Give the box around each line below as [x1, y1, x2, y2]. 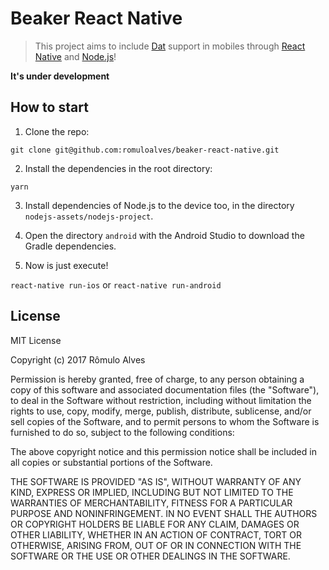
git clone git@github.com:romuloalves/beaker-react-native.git [10, 145, 280, 155]
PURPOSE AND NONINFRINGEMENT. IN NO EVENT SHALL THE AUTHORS [10, 507, 318, 519]
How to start [10, 99, 89, 116]
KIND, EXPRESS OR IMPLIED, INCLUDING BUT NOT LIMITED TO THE [10, 486, 294, 498]
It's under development [10, 70, 110, 82]
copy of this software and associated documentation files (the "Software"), [10, 383, 320, 396]
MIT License [10, 334, 62, 346]
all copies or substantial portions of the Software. [10, 456, 213, 468]
